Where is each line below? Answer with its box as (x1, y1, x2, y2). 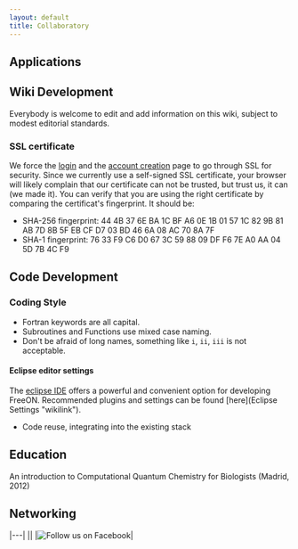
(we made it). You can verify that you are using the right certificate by (9, 189, 264, 199)
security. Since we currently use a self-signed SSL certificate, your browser (9, 170, 286, 180)
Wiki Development (9, 85, 114, 100)
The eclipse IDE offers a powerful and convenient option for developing (9, 385, 271, 396)
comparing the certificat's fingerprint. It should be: (9, 198, 195, 209)
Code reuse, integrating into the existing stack (21, 421, 191, 432)
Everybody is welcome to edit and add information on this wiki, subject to (9, 108, 278, 119)
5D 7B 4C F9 (21, 244, 69, 254)
